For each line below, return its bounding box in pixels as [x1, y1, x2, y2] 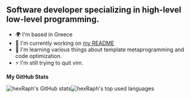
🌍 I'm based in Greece [15, 30, 73, 38]
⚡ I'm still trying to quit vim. [15, 59, 84, 66]
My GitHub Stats [6, 73, 49, 80]
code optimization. [15, 52, 62, 59]
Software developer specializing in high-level [6, 5, 182, 15]
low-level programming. [6, 15, 100, 25]
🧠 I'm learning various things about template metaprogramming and [15, 45, 185, 53]
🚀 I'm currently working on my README [15, 39, 114, 47]
